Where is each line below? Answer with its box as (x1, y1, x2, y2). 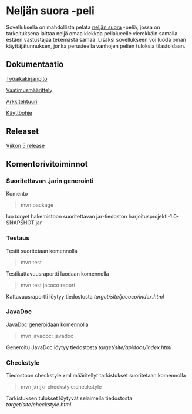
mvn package (20, 201, 54, 208)
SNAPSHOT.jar (6, 219, 42, 226)
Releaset (6, 127, 39, 137)
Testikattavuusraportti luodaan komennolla (6, 270, 110, 277)
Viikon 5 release (6, 142, 45, 149)
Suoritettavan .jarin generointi (6, 177, 94, 185)
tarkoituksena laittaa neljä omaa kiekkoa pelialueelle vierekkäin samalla (6, 29, 178, 37)
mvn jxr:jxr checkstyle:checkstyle (20, 383, 102, 390)
